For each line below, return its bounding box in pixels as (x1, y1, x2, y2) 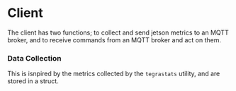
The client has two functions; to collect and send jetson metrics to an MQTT (7, 28, 229, 37)
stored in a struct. (7, 77, 59, 85)
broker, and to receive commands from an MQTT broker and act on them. (7, 35, 222, 44)
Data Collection (7, 53, 62, 63)
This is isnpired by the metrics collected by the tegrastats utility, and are (7, 69, 220, 78)
